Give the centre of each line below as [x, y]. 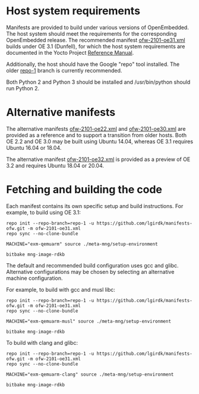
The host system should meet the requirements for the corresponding [91, 33]
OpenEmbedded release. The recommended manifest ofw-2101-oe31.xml [96, 40]
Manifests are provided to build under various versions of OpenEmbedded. [97, 27]
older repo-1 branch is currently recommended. [64, 70]
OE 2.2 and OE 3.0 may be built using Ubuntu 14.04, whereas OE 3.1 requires [100, 141]
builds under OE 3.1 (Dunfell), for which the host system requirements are [96, 46]
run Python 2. [23, 88]
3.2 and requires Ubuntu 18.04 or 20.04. [55, 165]
